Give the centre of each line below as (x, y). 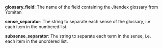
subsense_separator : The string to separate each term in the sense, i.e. (78, 36)
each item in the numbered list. (36, 27)
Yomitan (14, 12)
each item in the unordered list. (37, 41)
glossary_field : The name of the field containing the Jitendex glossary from (81, 7)
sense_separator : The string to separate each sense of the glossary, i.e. (78, 22)
